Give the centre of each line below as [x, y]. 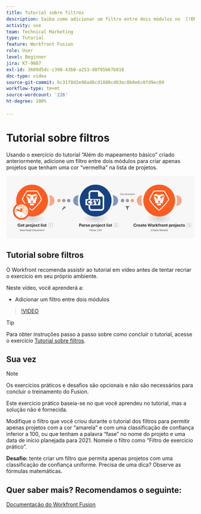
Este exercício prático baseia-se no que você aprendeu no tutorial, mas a [96, 403]
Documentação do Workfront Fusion [51, 504]
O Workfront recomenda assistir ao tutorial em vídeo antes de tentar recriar [99, 269]
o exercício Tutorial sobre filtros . [46, 340]
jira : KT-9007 [24, 63]
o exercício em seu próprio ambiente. [52, 276]
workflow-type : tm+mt [33, 89]
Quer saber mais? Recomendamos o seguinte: [94, 490]
